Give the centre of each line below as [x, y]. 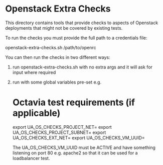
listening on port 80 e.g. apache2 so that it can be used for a [75, 153]
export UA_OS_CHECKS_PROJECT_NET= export [62, 127]
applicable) [36, 113]
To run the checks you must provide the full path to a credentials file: [76, 38]
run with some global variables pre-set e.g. [57, 82]
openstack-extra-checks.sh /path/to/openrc [51, 47]
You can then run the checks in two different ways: [58, 57]
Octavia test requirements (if [74, 102]
